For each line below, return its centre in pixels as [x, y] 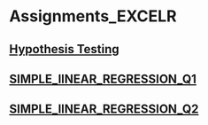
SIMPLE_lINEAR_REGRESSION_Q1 [103, 78]
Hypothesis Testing [64, 49]
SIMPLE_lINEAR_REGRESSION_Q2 [104, 109]
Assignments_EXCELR [93, 16]
